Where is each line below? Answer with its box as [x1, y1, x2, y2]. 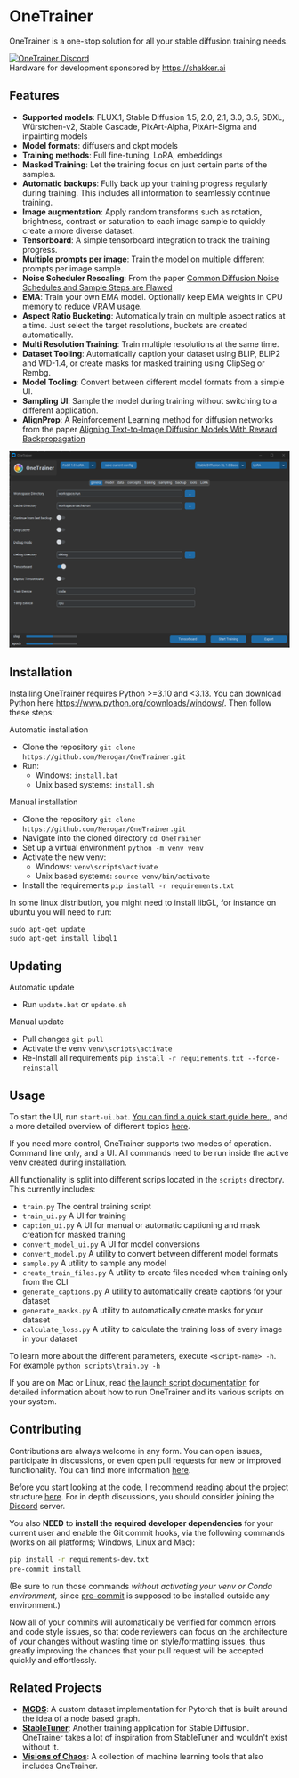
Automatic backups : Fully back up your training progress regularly [21, 178, 269, 189]
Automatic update [9, 982, 75, 993]
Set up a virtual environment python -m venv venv [21, 843, 205, 853]
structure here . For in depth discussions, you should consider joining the [9, 1491, 275, 1501]
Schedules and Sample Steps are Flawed [21, 282, 173, 293]
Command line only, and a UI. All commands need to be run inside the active [9, 1148, 289, 1159]
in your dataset [21, 1333, 77, 1345]
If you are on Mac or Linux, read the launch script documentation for [9, 1378, 260, 1388]
